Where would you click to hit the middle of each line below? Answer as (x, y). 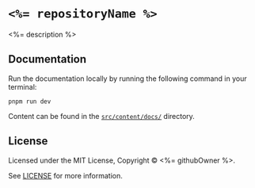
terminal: (23, 86)
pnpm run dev (30, 102)
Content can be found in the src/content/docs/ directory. (102, 116)
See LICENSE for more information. (65, 175)
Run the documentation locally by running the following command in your (127, 79)
